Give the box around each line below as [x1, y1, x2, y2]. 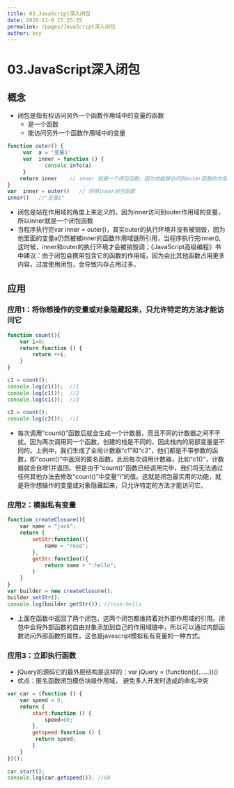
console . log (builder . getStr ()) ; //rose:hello [7, 600, 141, 608]
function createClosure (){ [7, 517, 86, 523]
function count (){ [7, 331, 61, 338]
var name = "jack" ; [19, 523, 77, 530]
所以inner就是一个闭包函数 [17, 216, 94, 225]
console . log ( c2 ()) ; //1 [7, 416, 79, 423]
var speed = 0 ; [19, 697, 64, 704]
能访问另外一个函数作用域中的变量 [27, 129, 126, 137]
